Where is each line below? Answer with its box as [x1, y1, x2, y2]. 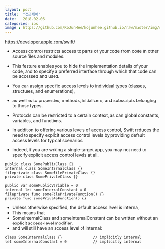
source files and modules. [12, 53, 65, 59]
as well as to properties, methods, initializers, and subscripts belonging [12, 98, 156, 103]
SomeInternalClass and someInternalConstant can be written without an [12, 215, 158, 221]
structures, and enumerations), [12, 88, 75, 94]
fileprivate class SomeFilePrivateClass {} [5, 170, 96, 175]
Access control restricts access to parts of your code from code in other [12, 49, 159, 54]
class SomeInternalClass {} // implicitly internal [5, 235, 141, 240]
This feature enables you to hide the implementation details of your [12, 63, 148, 69]
